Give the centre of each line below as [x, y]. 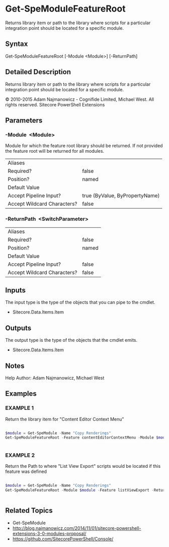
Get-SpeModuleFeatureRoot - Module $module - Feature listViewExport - [80, 490]
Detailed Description [38, 72]
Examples [21, 394]
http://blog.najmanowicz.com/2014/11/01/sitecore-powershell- [77, 528]
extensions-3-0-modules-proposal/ [49, 533]
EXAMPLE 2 [20, 455]
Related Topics [29, 510]
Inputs [16, 290]
